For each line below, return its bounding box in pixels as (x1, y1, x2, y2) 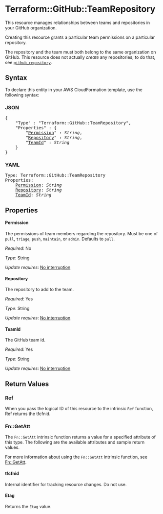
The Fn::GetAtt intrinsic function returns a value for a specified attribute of (5, 434, 156, 440)
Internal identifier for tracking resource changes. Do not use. (5, 481, 127, 487)
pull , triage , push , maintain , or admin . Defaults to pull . (5, 236, 115, 242)
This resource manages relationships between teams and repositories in (5, 20, 150, 25)
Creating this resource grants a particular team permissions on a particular (5, 34, 155, 40)
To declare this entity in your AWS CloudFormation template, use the (5, 87, 143, 93)
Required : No (5, 245, 32, 251)
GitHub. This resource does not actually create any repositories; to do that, (5, 54, 156, 60)
